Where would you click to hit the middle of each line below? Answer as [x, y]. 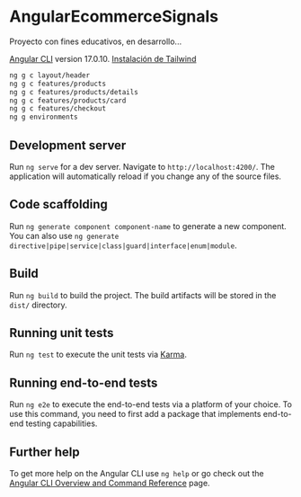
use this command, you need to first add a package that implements [135, 414]
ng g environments [44, 117]
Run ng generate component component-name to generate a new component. [148, 226]
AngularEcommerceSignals [114, 17]
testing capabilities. [62, 423]
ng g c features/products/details [74, 92]
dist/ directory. [38, 305]
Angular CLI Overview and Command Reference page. [110, 484]
